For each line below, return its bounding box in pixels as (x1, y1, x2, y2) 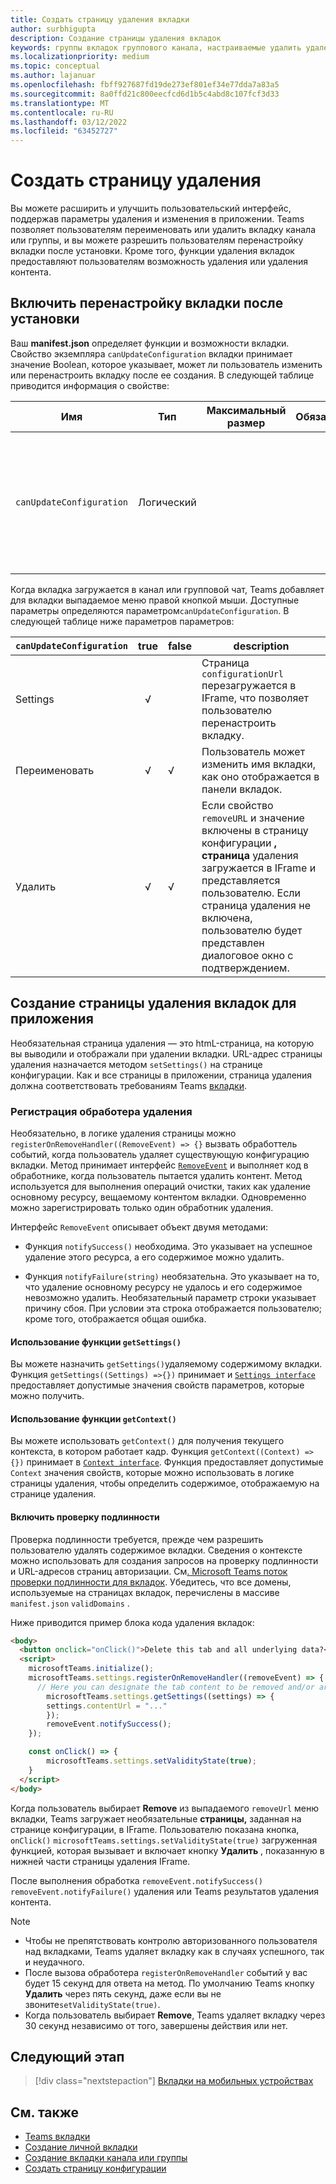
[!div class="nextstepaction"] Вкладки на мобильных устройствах (34, 2075, 314, 2087)
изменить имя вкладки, (201, 757, 317, 771)
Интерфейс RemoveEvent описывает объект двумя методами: (10, 1221, 269, 1233)
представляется (201, 873, 281, 887)
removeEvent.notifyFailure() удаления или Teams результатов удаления (10, 1885, 319, 1897)
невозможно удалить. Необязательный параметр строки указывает (24, 1291, 317, 1303)
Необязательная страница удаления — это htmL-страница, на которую (10, 1037, 315, 1049)
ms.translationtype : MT (10, 98, 110, 108)
